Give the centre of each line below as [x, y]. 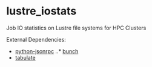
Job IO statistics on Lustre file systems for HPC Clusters [76, 28]
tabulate [25, 57]
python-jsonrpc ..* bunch [47, 51]
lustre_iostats [41, 11]
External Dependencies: [36, 39]
